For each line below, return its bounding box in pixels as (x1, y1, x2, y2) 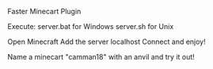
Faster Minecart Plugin (7, 7, 82, 16)
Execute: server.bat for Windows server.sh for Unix (7, 22, 174, 31)
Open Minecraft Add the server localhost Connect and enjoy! (7, 37, 207, 46)
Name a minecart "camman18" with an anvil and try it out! (7, 53, 195, 61)
